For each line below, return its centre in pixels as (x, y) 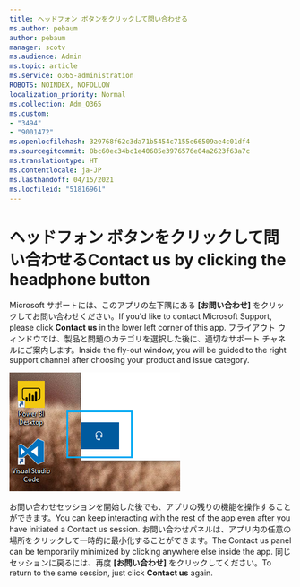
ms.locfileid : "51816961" (57, 189)
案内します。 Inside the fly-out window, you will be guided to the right (159, 350)
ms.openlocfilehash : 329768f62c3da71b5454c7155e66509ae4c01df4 (130, 142)
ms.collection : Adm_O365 (56, 104)
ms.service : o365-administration (72, 76)
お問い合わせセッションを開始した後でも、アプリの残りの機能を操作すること (150, 507)
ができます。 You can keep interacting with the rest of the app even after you (150, 518)
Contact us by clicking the (187, 259)
